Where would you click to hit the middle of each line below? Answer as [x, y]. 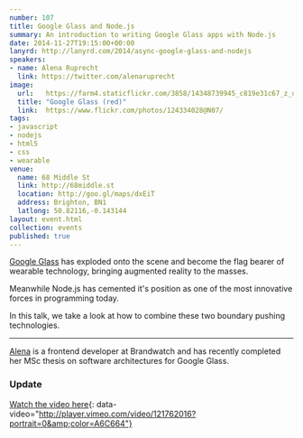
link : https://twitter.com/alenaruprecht [96, 77]
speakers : [28, 60]
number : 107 [32, 18]
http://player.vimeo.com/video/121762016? [118, 414]
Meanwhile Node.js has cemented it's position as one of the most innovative [151, 289]
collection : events [46, 228]
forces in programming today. [64, 298]
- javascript [34, 127]
